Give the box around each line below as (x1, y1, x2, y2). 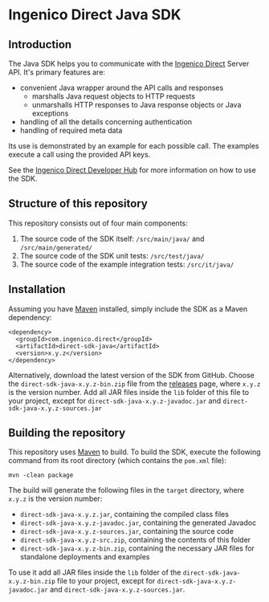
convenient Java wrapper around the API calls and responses (19, 83, 224, 92)
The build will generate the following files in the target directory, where (8, 486, 245, 495)
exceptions (31, 108, 69, 118)
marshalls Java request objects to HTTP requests (31, 92, 195, 101)
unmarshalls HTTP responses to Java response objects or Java (31, 100, 242, 109)
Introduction (8, 38, 72, 51)
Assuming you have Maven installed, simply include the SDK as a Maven (8, 303, 247, 314)
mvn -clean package (8, 471, 74, 479)
